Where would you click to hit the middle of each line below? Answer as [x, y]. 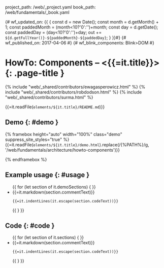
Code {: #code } [30, 225]
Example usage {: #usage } [47, 175]
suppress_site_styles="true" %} [37, 139]
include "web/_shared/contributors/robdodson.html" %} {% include [73, 92]
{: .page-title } [35, 73]
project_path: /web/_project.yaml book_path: [50, 7]
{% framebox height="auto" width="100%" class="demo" [64, 134]
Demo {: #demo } [32, 122]
